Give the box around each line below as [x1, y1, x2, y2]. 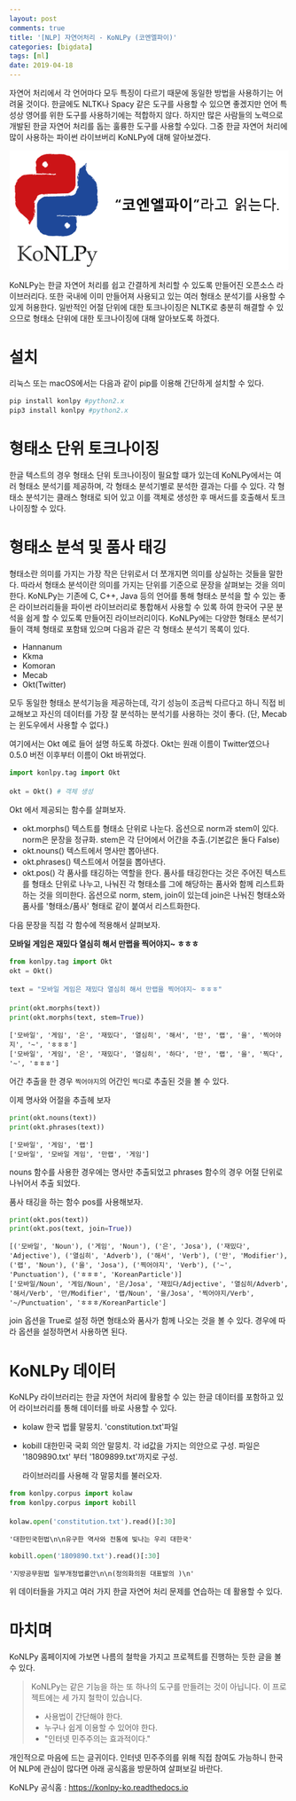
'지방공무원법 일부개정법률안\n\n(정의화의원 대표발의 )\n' [9, 1569, 195, 1578]
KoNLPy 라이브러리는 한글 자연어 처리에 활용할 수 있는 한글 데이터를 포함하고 [9, 1392, 275, 1402]
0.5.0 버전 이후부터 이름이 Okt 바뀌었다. [9, 750, 146, 760]
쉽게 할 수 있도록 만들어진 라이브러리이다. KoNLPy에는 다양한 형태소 [25, 612, 261, 624]
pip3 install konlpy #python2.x [9, 406, 129, 416]
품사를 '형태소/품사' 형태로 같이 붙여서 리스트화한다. [21, 900, 201, 911]
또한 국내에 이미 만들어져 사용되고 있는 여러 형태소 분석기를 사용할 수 [49, 291, 286, 301]
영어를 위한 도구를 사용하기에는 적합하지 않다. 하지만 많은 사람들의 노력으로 [25, 110, 284, 120]
